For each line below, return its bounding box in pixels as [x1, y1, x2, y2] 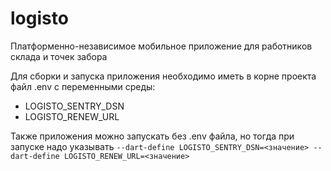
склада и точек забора [10, 50, 108, 62]
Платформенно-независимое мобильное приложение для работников [10, 40, 313, 52]
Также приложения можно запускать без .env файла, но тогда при [10, 130, 295, 142]
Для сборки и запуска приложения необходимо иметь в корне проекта [10, 70, 317, 82]
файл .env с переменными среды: [10, 80, 156, 92]
